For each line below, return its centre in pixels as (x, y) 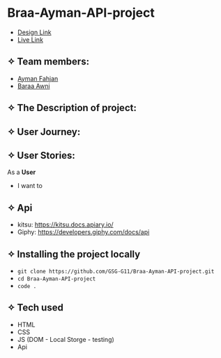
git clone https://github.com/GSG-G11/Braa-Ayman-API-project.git (116, 271)
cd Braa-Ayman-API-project (56, 279)
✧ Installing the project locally (74, 254)
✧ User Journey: (44, 132)
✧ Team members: (48, 62)
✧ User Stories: (41, 155)
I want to (30, 186)
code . (27, 286)
